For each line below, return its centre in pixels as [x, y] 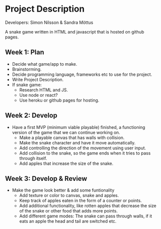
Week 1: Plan [25, 52]
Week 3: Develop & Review [46, 178]
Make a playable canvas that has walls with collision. [72, 138]
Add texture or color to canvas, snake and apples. [69, 195]
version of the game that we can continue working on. [66, 132]
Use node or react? [39, 95]
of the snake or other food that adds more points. [68, 211]
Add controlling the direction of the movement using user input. [83, 148]
